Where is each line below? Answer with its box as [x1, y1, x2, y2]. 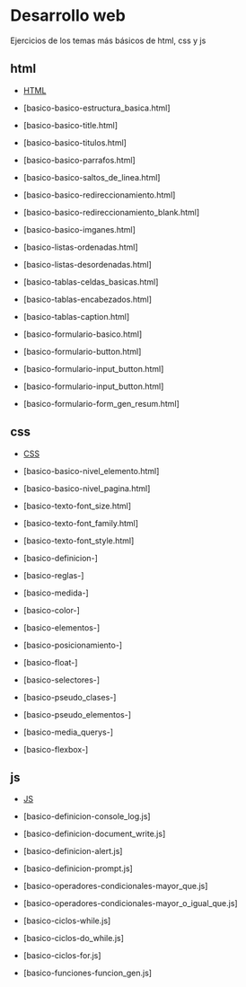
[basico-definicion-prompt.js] [22, 863, 133, 874]
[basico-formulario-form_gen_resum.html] [22, 398, 180, 409]
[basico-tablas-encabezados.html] [22, 294, 152, 304]
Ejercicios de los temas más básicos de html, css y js [10, 35, 206, 46]
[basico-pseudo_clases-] [22, 692, 117, 702]
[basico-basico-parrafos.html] [22, 154, 136, 165]
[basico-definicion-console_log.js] [22, 811, 151, 822]
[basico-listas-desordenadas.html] [22, 259, 152, 269]
